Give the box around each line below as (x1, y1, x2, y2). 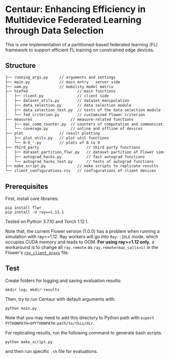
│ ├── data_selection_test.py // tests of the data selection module (5, 107, 161, 113)
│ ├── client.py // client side (5, 94, 109, 99)
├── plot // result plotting (5, 131, 100, 136)
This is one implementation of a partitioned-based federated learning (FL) (5, 41, 158, 47)
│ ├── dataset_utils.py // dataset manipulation (5, 98, 129, 104)
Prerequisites (5, 182, 48, 191)
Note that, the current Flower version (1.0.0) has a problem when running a (5, 228, 160, 234)
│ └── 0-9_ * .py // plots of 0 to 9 (5, 140, 100, 145)
